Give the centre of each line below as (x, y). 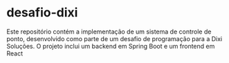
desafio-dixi (42, 13)
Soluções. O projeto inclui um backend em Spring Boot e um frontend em (111, 46)
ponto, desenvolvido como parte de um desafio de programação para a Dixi (114, 38)
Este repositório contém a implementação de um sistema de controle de (109, 32)
